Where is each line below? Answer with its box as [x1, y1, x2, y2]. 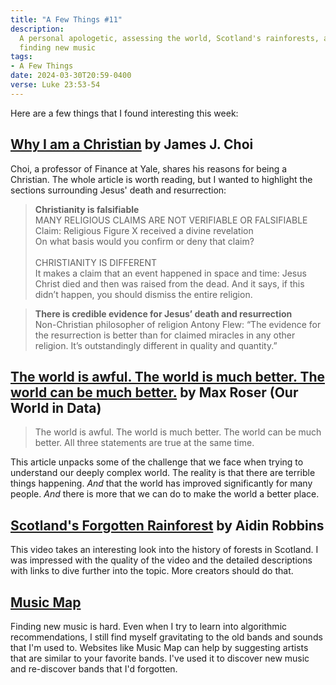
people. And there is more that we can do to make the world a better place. [10, 488, 320, 500]
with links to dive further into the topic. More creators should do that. [10, 565, 294, 577]
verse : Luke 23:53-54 [10, 80, 101, 90]
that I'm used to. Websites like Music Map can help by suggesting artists [10, 642, 309, 653]
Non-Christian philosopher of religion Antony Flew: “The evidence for [34, 318, 322, 330]
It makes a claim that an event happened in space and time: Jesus [34, 267, 307, 279]
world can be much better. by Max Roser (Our [10, 384, 299, 401]
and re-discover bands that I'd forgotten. [10, 663, 178, 675]
